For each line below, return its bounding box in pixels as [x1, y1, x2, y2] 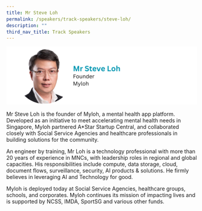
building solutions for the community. [6, 136, 99, 143]
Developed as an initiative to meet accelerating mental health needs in [6, 116, 181, 124]
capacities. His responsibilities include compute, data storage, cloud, [6, 160, 178, 168]
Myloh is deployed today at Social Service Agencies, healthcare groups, [6, 184, 186, 192]
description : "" [6, 22, 47, 28]
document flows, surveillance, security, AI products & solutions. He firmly [6, 166, 189, 174]
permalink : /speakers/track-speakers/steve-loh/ [6, 16, 131, 22]
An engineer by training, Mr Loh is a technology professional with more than [6, 148, 195, 155]
